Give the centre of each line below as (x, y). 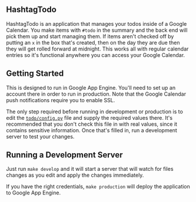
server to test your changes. (40, 136)
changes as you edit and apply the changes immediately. (75, 175)
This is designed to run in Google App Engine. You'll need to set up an (91, 87)
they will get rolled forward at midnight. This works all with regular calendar (97, 49)
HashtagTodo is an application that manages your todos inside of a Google (97, 23)
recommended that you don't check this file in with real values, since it (92, 124)
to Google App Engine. (33, 193)
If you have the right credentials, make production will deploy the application (98, 187)
